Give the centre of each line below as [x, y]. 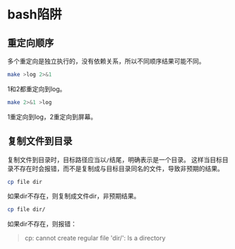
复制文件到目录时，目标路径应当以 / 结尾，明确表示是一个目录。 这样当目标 [115, 159]
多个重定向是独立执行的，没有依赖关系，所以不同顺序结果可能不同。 [106, 61]
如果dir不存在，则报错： [42, 224]
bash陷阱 [35, 15]
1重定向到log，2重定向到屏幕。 [52, 117]
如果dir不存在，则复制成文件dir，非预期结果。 [74, 196]
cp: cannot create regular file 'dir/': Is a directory [95, 238]
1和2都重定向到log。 [37, 88]
